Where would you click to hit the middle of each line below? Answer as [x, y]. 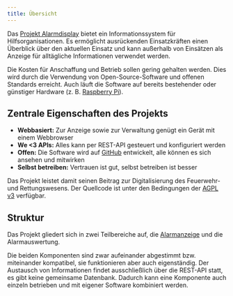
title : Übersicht [32, 14]
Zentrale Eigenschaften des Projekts [88, 113]
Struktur [26, 217]
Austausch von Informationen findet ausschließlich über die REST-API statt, [115, 270]
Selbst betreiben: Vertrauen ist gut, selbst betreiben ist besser [107, 168]
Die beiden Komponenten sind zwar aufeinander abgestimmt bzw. [102, 256]
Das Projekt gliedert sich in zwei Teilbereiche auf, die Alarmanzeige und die [115, 235]
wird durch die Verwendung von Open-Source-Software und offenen [106, 77]
